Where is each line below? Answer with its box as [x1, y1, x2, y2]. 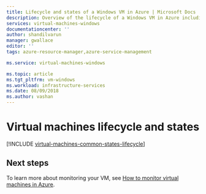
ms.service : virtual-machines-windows [6, 59, 105, 66]
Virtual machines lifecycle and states [6, 120, 200, 134]
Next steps [6, 158, 49, 168]
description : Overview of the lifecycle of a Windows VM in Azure [6, 15, 180, 21]
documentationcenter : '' [6, 26, 70, 32]
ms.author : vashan [6, 94, 53, 100]
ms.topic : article [6, 71, 53, 77]
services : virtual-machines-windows [6, 20, 100, 26]
